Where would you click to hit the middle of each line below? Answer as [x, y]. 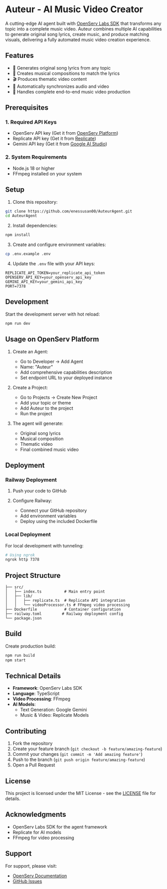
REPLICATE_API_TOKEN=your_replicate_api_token [55, 273]
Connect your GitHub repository [53, 511]
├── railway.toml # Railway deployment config [64, 614]
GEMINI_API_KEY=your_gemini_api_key [44, 282]
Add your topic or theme [46, 403]
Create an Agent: [30, 351]
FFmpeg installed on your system [47, 173]
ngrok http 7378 [22, 560]
